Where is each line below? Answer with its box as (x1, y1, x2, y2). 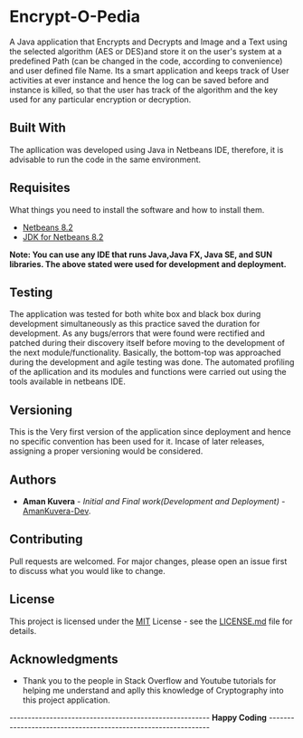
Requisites (9, 180, 71, 196)
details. (9, 625, 37, 636)
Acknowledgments (9, 652, 119, 667)
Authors (9, 472, 57, 487)
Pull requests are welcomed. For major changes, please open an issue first (9, 555, 288, 567)
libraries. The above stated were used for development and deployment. (9, 258, 287, 269)
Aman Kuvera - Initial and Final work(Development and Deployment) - (22, 496, 286, 506)
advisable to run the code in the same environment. (9, 154, 202, 165)
